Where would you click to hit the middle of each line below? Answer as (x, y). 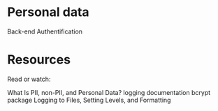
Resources (39, 60)
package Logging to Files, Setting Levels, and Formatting (89, 100)
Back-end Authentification (45, 31)
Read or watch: (29, 79)
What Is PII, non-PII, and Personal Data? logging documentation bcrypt (109, 92)
